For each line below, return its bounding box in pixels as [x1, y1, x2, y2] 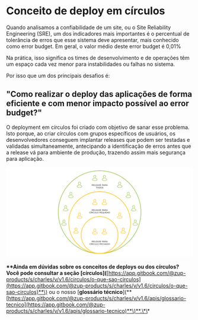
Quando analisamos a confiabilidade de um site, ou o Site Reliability [6, 24, 171, 31]
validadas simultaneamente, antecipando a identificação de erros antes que [6, 142, 191, 150]
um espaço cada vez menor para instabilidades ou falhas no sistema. [6, 61, 175, 68]
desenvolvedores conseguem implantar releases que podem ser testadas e [6, 136, 190, 143]
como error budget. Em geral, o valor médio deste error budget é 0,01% [6, 43, 181, 50]
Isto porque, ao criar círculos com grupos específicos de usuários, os [6, 129, 176, 137]
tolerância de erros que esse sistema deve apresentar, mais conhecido [6, 36, 179, 43]
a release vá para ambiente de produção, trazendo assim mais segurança [6, 148, 186, 156]
